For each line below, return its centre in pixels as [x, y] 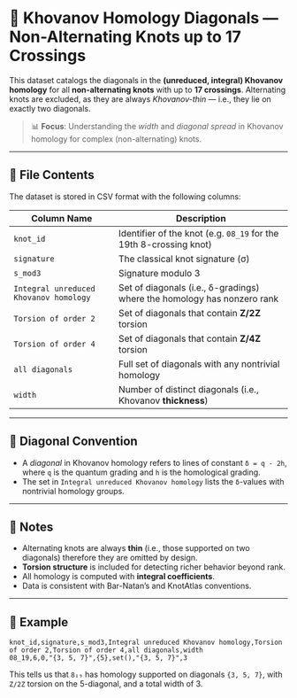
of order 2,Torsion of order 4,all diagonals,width [106, 650]
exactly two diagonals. [50, 108]
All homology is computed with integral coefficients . [118, 577]
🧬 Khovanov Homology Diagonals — [144, 18]
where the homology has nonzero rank [198, 299]
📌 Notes [31, 527]
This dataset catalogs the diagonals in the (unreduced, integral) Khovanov [146, 80]
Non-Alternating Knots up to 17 [125, 37]
